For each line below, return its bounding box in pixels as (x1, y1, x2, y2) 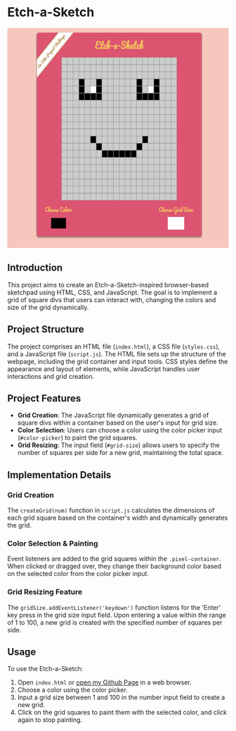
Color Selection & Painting (7, 538, 98, 548)
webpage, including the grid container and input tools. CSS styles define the (7, 357, 228, 365)
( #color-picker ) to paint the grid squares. (17, 434, 138, 442)
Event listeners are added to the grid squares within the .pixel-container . (7, 554, 221, 563)
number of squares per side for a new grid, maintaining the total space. (17, 449, 223, 457)
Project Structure (7, 323, 84, 335)
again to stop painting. (17, 716, 83, 724)
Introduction (7, 262, 63, 274)
